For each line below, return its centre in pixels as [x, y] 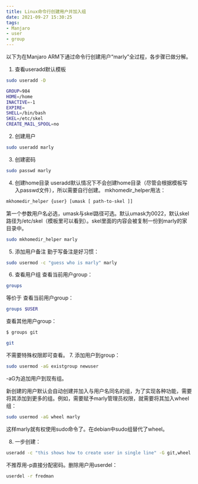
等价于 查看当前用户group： [40, 298]
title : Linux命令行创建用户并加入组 [46, 12]
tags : [13, 22]
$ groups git [22, 333]
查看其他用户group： [32, 321]
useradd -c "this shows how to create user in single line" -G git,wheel [99, 453]
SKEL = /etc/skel [25, 119]
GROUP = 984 [18, 91]
